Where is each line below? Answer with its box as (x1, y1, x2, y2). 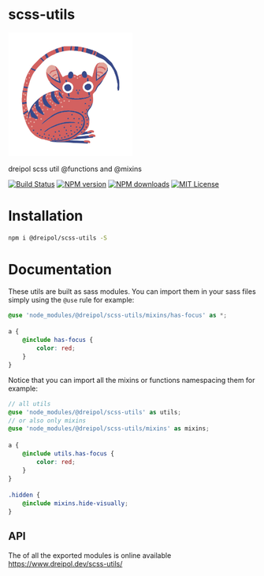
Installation (8, 207, 84, 225)
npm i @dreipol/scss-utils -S (8, 234, 108, 242)
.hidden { (8, 491, 41, 500)
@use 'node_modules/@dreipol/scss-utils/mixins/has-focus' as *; (8, 311, 227, 319)
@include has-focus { (22, 336, 93, 344)
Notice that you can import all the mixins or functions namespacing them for (8, 375, 255, 385)
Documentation (8, 260, 113, 278)
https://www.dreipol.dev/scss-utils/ (8, 559, 123, 568)
